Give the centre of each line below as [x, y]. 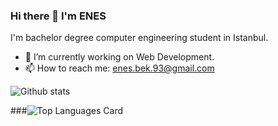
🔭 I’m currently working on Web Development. [119, 57]
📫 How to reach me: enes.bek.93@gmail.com [119, 68]
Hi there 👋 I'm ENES [58, 16]
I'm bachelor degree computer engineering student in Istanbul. [139, 38]
